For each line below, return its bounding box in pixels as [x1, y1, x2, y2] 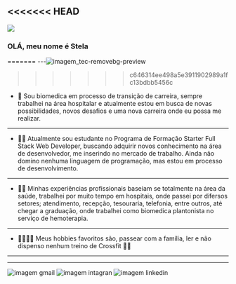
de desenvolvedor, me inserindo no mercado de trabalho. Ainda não [17, 149, 215, 158]
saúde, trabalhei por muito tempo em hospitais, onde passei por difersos [17, 192, 228, 201]
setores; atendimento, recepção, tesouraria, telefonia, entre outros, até [17, 199, 223, 208]
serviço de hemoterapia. [17, 214, 88, 223]
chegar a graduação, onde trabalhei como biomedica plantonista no [17, 207, 214, 215]
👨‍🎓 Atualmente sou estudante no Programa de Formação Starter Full [17, 135, 216, 143]
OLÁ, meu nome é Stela [7, 41, 89, 51]
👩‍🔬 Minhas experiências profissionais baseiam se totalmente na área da [17, 184, 226, 193]
